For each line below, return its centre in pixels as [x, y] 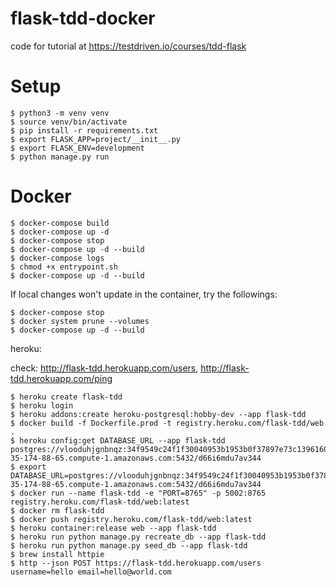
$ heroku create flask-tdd [66, 397]
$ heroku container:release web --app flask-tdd [113, 528]
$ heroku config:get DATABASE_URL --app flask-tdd [118, 440]
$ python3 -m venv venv [60, 113]
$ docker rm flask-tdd [57, 510]
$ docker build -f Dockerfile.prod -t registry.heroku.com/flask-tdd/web [167, 423]
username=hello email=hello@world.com [91, 572]
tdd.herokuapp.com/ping [61, 378]
